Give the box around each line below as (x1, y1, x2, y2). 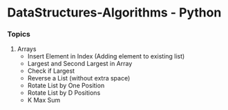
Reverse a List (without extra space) (27, 74, 131, 82)
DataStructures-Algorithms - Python (7, 5, 222, 21)
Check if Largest (27, 67, 75, 75)
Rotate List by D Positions (27, 89, 101, 97)
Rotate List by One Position (27, 81, 105, 90)
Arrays (17, 45, 37, 53)
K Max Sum (27, 96, 61, 104)
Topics (7, 30, 31, 39)
